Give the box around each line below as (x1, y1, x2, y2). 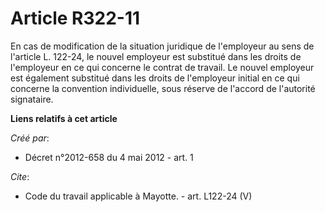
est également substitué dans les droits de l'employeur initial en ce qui (10, 72, 300, 84)
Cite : (10, 170, 30, 182)
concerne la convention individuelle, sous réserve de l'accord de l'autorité (10, 82, 316, 94)
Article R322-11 (10, 7, 141, 30)
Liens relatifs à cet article (10, 112, 118, 124)
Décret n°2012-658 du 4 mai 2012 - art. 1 (24, 151, 194, 163)
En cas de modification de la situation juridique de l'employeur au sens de (10, 40, 315, 52)
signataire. (10, 93, 54, 105)
